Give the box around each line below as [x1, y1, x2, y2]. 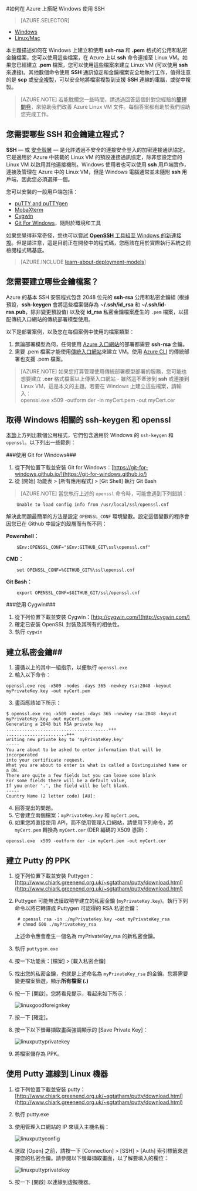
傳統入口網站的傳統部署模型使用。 [11, 315, 94, 322]
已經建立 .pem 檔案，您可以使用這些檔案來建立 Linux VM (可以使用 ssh [16, 61, 188, 68]
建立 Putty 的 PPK [6, 855, 71, 866]
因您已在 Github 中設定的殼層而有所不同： [6, 520, 107, 528]
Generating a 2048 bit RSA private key [6, 721, 104, 728]
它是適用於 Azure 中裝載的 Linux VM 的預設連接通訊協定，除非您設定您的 [6, 154, 183, 161]
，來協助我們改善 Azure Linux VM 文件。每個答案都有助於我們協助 [30, 104, 191, 110]
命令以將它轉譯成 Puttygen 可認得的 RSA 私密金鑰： [14, 905, 140, 912]
